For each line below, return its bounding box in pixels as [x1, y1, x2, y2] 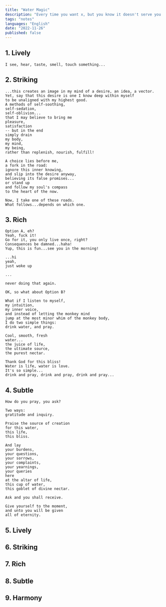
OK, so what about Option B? [5, 290, 66, 295]
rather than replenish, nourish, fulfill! [5, 150, 94, 155]
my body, [5, 136, 23, 142]
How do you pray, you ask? [5, 399, 61, 404]
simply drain [5, 132, 32, 137]
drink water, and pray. [5, 325, 55, 330]
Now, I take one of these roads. [5, 198, 75, 203]
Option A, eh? [5, 229, 35, 234]
